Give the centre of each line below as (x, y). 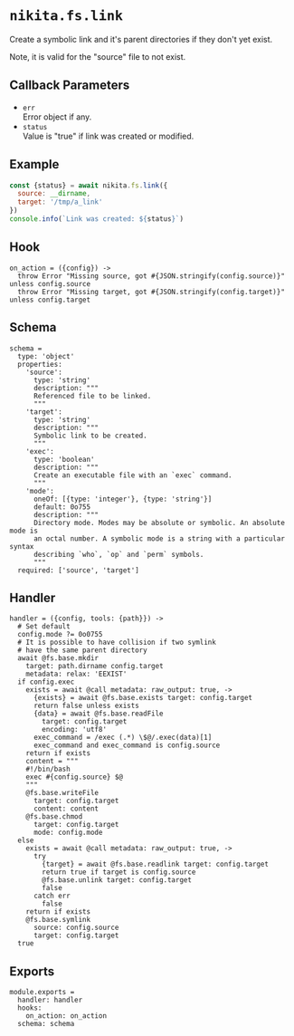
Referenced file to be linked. (92, 396)
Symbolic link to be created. (90, 436)
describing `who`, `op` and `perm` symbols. (119, 554)
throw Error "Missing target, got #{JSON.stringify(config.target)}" (151, 292)
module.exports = (42, 993)
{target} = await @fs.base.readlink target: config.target (156, 864)
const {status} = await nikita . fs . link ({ (89, 185)
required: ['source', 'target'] (79, 570)
